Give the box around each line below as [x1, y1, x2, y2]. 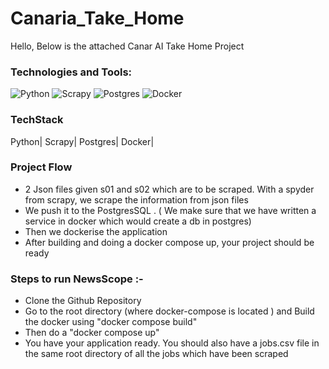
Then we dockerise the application [24, 225, 168, 237]
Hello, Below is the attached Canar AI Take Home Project [10, 40, 245, 52]
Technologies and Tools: [10, 65, 133, 79]
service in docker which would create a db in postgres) [24, 215, 252, 227]
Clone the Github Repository [24, 295, 142, 307]
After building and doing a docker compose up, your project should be [24, 236, 315, 248]
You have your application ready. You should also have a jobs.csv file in [24, 337, 320, 349]
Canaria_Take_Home [10, 7, 185, 30]
